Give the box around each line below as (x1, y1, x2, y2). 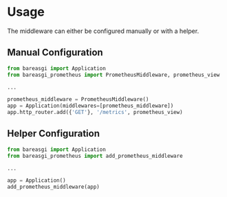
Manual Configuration (7, 47, 103, 58)
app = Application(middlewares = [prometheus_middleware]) (7, 102, 174, 110)
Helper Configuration (7, 128, 100, 139)
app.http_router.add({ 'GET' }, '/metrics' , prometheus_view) (7, 109, 184, 116)
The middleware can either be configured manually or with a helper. (7, 27, 199, 35)
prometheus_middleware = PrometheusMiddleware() (7, 96, 149, 103)
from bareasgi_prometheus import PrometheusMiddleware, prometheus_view (7, 71, 220, 78)
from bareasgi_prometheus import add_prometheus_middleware (7, 152, 184, 159)
